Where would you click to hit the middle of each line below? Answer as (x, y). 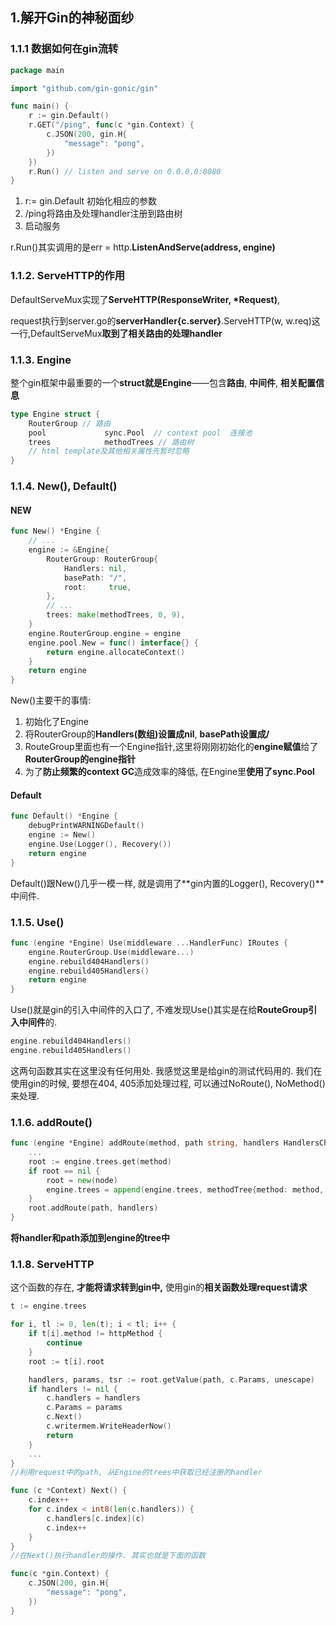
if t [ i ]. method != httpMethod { (95, 1334)
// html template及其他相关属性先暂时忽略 (109, 451)
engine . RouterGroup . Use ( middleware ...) (111, 952)
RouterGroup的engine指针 (80, 759)
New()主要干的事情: (51, 700)
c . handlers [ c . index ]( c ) (95, 1518)
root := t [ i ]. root (66, 1361)
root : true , (97, 587)
